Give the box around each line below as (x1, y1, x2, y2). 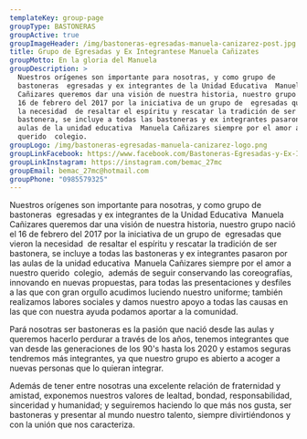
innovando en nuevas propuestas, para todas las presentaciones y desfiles (9, 277, 291, 288)
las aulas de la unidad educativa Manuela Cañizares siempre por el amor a (9, 257, 292, 269)
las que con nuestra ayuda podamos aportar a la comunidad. (9, 307, 239, 318)
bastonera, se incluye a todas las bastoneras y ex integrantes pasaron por (9, 248, 288, 259)
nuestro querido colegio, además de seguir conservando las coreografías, (9, 267, 293, 278)
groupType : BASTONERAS (9, 22, 96, 31)
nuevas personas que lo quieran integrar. (9, 362, 164, 374)
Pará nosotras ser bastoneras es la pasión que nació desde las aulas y (9, 324, 275, 335)
